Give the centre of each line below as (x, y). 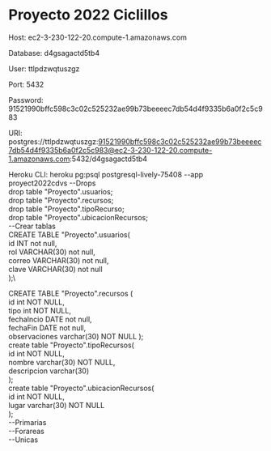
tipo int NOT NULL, (40, 310)
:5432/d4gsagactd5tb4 (109, 159)
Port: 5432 (26, 84)
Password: (26, 100)
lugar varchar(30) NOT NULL (57, 405)
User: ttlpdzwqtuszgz (44, 68)
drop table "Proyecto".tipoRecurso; (66, 209)
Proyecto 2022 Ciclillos (88, 15)
